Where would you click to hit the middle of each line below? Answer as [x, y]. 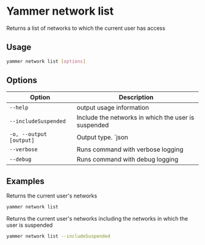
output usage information [113, 108]
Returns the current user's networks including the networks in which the [97, 219]
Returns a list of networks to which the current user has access [86, 28]
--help [19, 108]
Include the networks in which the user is [135, 118]
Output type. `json [103, 137]
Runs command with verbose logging [130, 149]
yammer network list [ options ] [46, 61]
